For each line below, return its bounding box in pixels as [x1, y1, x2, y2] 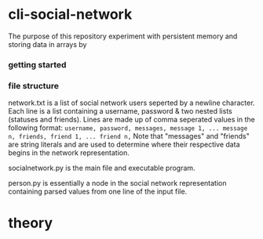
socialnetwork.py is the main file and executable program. [8, 163, 195, 173]
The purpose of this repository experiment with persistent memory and [8, 31, 238, 41]
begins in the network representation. [8, 148, 130, 158]
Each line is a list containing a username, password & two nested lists [8, 107, 233, 116]
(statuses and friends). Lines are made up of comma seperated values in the [8, 115, 255, 125]
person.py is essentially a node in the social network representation [8, 179, 227, 188]
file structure [8, 80, 59, 91]
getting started [8, 59, 67, 70]
